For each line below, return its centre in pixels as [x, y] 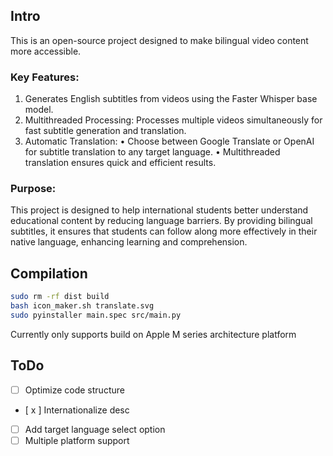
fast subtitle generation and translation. [105, 131]
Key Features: [45, 77]
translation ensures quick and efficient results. [120, 163]
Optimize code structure [74, 390]
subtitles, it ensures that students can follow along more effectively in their [164, 231]
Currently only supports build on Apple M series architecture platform [153, 334]
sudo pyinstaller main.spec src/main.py [96, 315]
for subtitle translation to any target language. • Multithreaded [152, 152]
